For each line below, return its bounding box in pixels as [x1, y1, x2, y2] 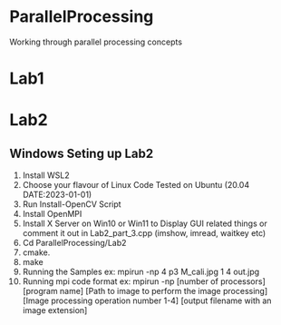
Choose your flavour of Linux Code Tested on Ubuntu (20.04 [22, 180, 250, 191]
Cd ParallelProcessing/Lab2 [22, 238, 127, 249]
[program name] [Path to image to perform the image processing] [22, 286, 268, 297]
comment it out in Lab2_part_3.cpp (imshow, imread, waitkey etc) [22, 228, 266, 239]
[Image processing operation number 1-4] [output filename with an [22, 295, 272, 306]
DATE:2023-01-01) [22, 189, 92, 201]
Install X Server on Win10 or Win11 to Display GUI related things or [22, 218, 267, 229]
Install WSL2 [22, 170, 70, 181]
